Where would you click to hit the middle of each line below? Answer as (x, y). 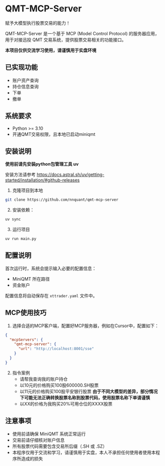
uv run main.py (21, 239)
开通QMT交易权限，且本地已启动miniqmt (54, 134)
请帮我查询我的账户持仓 (44, 379)
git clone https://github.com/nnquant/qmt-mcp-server (62, 200)
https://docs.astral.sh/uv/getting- (70, 175)
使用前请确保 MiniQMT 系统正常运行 (49, 434)
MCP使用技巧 (26, 313)
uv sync (13, 219)
